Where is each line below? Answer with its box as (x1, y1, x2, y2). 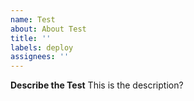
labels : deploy (10, 42, 74, 53)
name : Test (10, 14, 56, 25)
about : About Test (10, 24, 87, 34)
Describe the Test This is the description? (10, 79, 184, 91)
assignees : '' (10, 52, 70, 62)
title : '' (10, 33, 52, 43)
